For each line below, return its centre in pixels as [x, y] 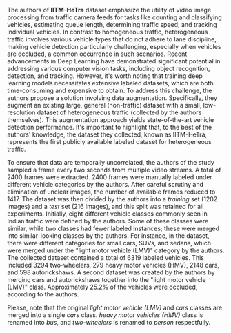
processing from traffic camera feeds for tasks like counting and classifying [114, 17]
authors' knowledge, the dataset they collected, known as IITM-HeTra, [107, 134]
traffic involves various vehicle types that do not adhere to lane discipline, [112, 39]
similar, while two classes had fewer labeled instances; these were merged [113, 228]
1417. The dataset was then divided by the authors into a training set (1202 [112, 199]
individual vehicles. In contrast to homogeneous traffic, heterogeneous [108, 32]
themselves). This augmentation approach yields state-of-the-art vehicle [111, 120]
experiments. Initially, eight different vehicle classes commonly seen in [108, 214]
